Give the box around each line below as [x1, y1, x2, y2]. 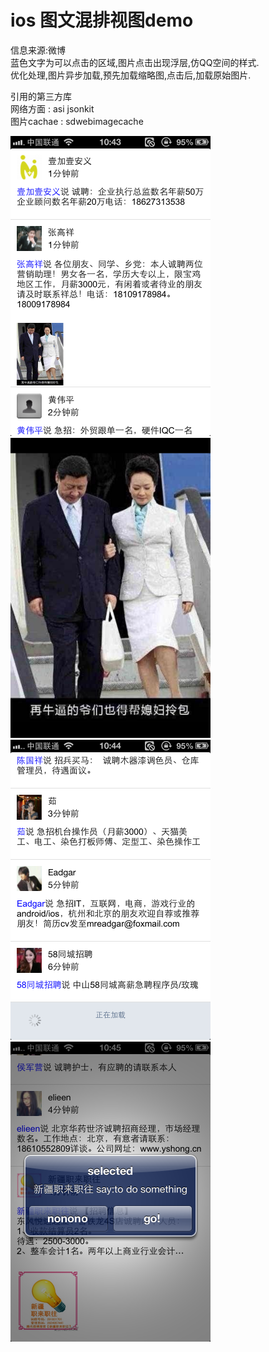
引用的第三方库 [10, 90, 72, 102]
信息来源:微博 [10, 44, 67, 56]
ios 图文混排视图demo [10, 9, 194, 32]
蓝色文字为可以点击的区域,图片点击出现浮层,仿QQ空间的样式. [10, 56, 260, 68]
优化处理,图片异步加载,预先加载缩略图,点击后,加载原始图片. [10, 69, 252, 81]
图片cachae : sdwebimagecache [10, 115, 144, 127]
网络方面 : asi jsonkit [10, 102, 95, 115]
